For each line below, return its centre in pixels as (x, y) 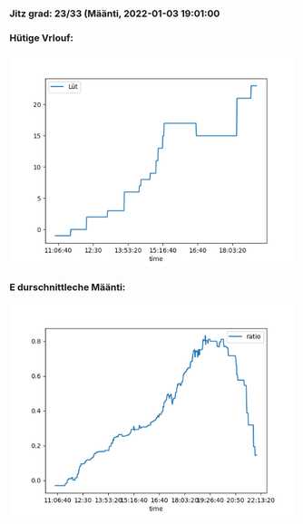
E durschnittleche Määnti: (68, 287)
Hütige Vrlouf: (42, 37)
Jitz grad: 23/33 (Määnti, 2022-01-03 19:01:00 (115, 14)
